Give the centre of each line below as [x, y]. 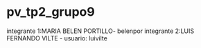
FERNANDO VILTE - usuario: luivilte [57, 38]
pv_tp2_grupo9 [51, 12]
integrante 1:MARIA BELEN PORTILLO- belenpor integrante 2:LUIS [101, 31]
